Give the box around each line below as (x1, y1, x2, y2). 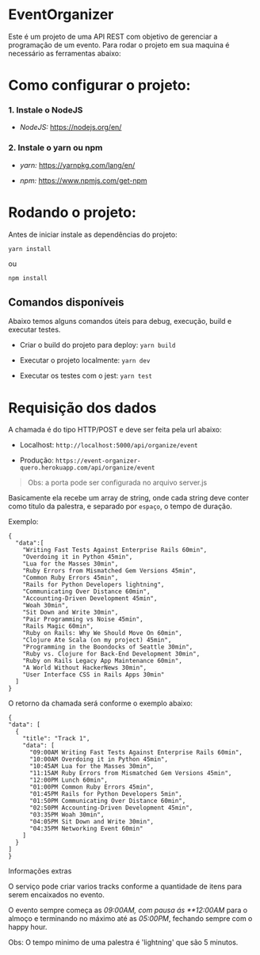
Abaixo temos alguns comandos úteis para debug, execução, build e (8, 317, 232, 326)
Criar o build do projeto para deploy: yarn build (19, 341, 176, 350)
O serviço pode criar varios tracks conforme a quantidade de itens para (8, 881, 243, 892)
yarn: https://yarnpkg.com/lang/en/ (19, 160, 136, 169)
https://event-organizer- (55, 457, 141, 465)
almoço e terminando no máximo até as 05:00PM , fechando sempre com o (8, 914, 253, 923)
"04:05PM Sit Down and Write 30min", (29, 818, 155, 826)
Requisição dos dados (8, 398, 157, 417)
